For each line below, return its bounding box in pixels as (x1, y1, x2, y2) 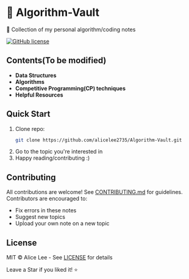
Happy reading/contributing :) (15, 154, 90, 162)
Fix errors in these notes (15, 207, 77, 214)
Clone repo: (15, 125, 45, 132)
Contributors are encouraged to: (6, 195, 87, 203)
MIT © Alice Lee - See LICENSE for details (6, 254, 113, 261)
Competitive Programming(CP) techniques (15, 84, 126, 92)
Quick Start (6, 109, 51, 119)
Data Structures (15, 72, 57, 79)
